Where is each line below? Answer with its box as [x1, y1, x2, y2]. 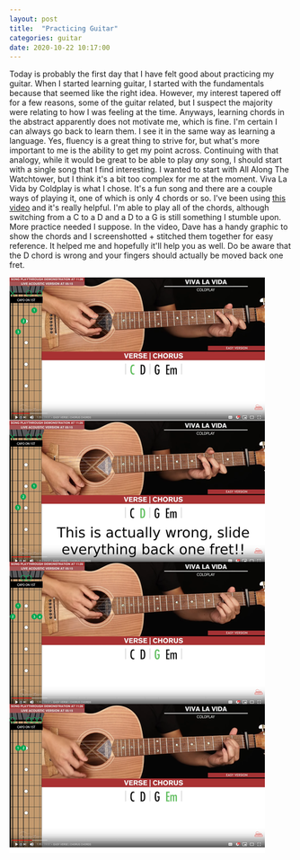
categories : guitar [9, 33, 83, 42]
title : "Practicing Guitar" [9, 23, 119, 33]
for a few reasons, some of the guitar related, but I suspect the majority [9, 97, 273, 108]
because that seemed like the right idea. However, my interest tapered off [9, 88, 282, 99]
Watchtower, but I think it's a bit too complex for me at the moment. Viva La [9, 173, 287, 184]
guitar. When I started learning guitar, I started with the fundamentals [9, 78, 265, 89]
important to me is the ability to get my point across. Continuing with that [9, 145, 279, 156]
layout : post [9, 14, 58, 23]
